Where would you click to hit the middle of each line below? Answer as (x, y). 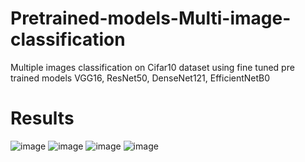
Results (42, 118)
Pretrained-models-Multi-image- (151, 18)
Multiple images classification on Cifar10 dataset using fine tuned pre (152, 67)
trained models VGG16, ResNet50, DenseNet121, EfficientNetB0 (140, 78)
